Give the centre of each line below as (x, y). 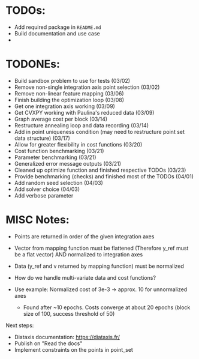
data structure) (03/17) (42, 138)
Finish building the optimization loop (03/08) (69, 100)
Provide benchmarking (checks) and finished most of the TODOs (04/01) (104, 176)
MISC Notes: (37, 220)
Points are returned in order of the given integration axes (84, 236)
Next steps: (20, 325)
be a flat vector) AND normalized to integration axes (79, 254)
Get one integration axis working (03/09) (64, 106)
